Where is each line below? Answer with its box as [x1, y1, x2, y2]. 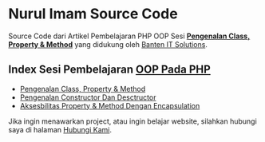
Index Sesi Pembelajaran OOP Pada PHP [8, 63, 212, 77]
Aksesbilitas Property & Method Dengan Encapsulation [19, 101, 200, 110]
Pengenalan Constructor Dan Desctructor [19, 93, 156, 102]
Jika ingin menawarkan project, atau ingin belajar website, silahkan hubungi [8, 116, 257, 126]
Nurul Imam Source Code [8, 5, 178, 23]
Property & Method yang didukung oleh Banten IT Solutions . [8, 39, 208, 49]
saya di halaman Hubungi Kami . [8, 124, 112, 134]
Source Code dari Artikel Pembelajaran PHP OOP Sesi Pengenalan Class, [8, 31, 251, 41]
